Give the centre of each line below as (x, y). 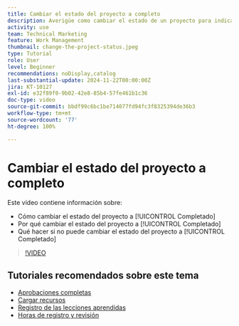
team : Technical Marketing (47, 34)
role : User (23, 61)
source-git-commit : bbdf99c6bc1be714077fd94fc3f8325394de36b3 (101, 107)
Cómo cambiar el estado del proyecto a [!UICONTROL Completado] (116, 216)
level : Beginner (31, 67)
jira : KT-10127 (30, 87)
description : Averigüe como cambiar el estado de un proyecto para (110, 21)
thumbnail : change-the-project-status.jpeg (73, 47)
